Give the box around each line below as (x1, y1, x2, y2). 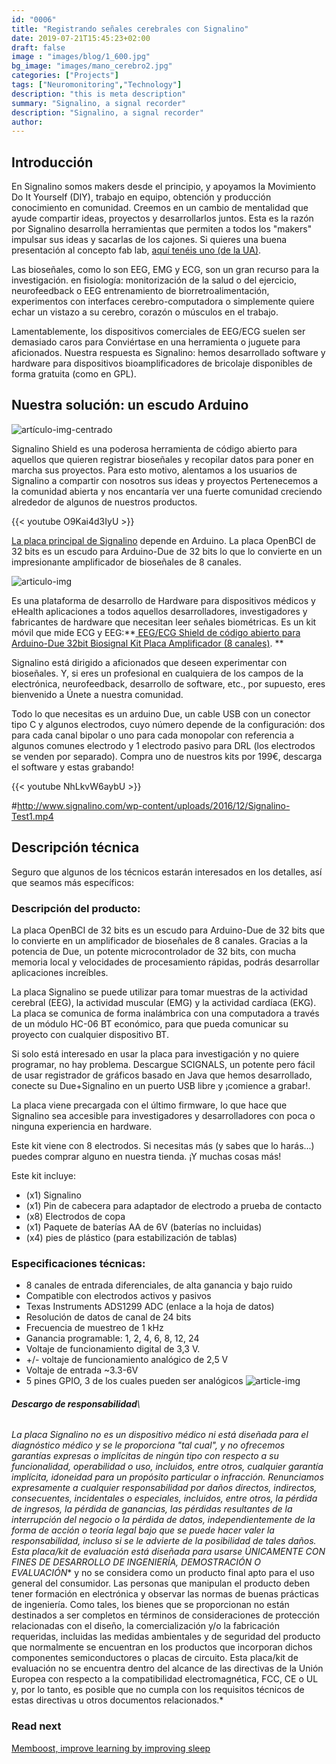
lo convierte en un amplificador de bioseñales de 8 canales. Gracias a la (11, 934, 308, 946)
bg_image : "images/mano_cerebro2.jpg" (11, 61, 173, 71)
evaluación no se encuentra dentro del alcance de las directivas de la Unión (11, 1662, 324, 1675)
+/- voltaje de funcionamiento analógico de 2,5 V (25, 1354, 229, 1366)
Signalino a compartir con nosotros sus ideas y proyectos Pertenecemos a (11, 474, 319, 486)
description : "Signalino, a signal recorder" (11, 107, 204, 118)
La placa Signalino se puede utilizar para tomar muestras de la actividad (11, 986, 308, 998)
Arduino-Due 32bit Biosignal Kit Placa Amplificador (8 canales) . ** (11, 637, 284, 649)
